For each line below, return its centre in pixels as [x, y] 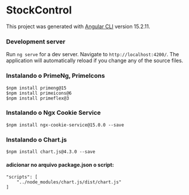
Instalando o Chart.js [37, 139]
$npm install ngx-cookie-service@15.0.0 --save [65, 125]
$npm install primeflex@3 [37, 98]
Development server [36, 42]
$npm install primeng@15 [36, 88]
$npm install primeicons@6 [39, 93]
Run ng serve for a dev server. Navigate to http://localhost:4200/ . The [93, 54]
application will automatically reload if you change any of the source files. [94, 61]
